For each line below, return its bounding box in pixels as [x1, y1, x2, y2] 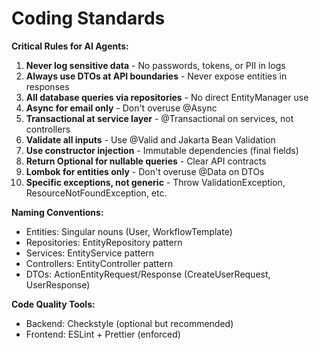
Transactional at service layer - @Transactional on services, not [25, 112, 294, 124]
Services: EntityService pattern [25, 247, 155, 259]
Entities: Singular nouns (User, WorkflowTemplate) [25, 225, 233, 237]
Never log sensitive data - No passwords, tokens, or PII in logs [25, 59, 286, 71]
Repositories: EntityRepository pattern [25, 236, 183, 248]
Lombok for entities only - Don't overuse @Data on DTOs [25, 165, 265, 177]
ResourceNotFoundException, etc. [25, 187, 168, 199]
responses [25, 80, 70, 92]
